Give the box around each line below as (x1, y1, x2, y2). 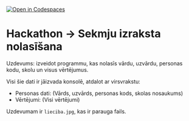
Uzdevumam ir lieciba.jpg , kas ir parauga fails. (6, 108, 126, 115)
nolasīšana (6, 40, 63, 54)
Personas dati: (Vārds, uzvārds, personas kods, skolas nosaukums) (15, 90, 184, 97)
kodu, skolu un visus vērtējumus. (6, 66, 89, 73)
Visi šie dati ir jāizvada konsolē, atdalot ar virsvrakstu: (6, 77, 141, 85)
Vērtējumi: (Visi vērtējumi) (15, 96, 80, 103)
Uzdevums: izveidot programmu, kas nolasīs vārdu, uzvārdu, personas (6, 59, 183, 67)
